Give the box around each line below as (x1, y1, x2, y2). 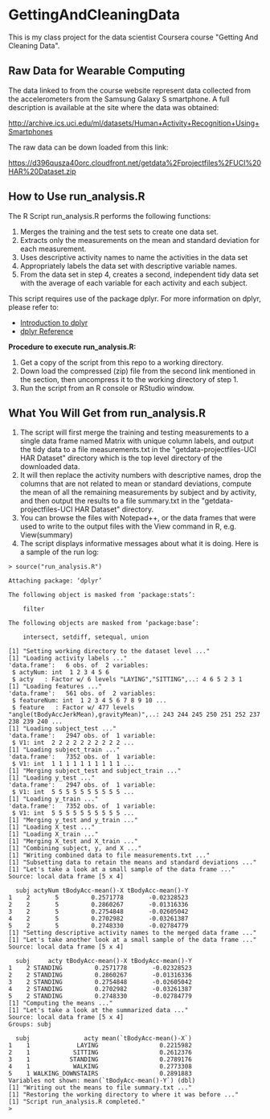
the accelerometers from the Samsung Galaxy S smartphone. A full (8, 94, 230, 104)
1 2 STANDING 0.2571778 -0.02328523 (8, 964, 193, 973)
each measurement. (19, 244, 87, 253)
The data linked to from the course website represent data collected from (8, 85, 252, 95)
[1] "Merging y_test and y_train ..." (8, 817, 138, 825)
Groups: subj (8, 1020, 52, 1029)
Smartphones (8, 126, 54, 136)
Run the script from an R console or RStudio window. (19, 383, 195, 393)
